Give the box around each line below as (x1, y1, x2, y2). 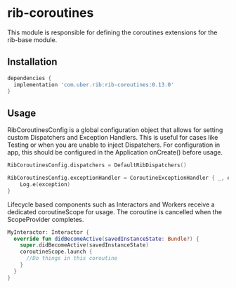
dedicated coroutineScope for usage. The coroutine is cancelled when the (7, 207, 223, 216)
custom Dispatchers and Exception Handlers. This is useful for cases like (7, 133, 218, 142)
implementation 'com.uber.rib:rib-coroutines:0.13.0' (13, 81, 174, 89)
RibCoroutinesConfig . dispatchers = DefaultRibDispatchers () (7, 162, 188, 169)
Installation (7, 56, 58, 68)
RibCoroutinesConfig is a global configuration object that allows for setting (7, 126, 223, 134)
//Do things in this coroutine (25, 255, 118, 262)
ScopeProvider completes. (7, 215, 84, 223)
